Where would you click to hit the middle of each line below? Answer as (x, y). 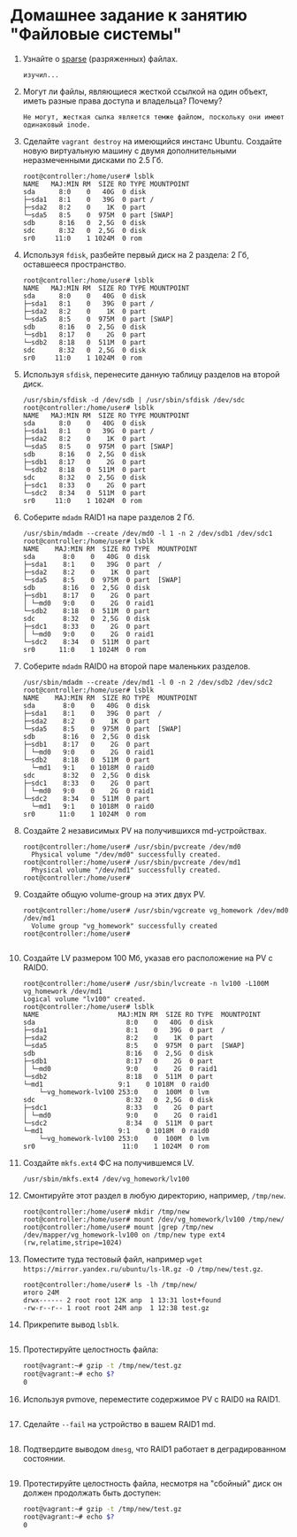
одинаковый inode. (57, 125)
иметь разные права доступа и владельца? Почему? (122, 101)
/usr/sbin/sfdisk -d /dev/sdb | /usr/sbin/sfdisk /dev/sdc (134, 400)
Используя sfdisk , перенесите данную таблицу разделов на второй (151, 374)
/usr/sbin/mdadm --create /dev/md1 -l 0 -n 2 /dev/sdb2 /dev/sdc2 (148, 682)
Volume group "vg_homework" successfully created (124, 926)
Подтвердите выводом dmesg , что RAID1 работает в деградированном (154, 1448)
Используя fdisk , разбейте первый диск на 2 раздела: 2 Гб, (136, 254)
